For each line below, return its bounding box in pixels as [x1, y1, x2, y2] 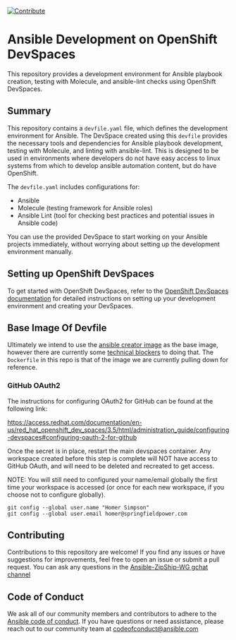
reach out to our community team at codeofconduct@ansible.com [7, 624, 199, 633]
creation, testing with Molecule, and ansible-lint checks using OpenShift [7, 77, 216, 85]
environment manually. [7, 247, 74, 255]
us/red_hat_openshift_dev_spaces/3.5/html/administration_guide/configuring [7, 425, 230, 434]
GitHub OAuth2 [7, 381, 61, 391]
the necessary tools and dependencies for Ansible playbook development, [7, 138, 223, 147]
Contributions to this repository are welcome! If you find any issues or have [7, 548, 225, 557]
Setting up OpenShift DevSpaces [7, 268, 155, 280]
